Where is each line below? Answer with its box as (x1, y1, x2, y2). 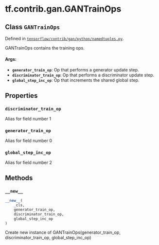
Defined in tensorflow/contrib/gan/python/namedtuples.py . (5, 35, 124, 41)
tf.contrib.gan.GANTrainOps (5, 3, 122, 15)
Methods (5, 174, 33, 182)
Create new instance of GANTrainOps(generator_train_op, (5, 229, 121, 235)
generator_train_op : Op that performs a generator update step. (12, 67, 140, 73)
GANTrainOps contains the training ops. (5, 45, 85, 51)
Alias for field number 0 (5, 138, 53, 144)
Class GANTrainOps (5, 23, 60, 31)
